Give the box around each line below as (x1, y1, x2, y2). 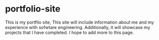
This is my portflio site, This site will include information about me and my (5, 19, 154, 25)
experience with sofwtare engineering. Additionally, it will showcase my (5, 24, 150, 30)
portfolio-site (5, 3, 61, 14)
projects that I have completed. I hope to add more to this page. (5, 29, 134, 35)
